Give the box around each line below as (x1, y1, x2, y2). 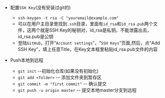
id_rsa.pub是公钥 (17, 34, 54, 39)
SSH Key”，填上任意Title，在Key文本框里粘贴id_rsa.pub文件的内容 (17, 46, 158, 52)
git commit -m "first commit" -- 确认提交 (17, 81, 107, 87)
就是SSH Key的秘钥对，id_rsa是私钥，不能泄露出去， (40, 27, 152, 33)
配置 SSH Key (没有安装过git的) (10, 5, 71, 10)
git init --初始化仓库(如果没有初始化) (17, 68, 99, 74)
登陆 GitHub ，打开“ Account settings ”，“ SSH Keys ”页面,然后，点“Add (17, 40, 160, 46)
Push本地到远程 (10, 57, 43, 63)
